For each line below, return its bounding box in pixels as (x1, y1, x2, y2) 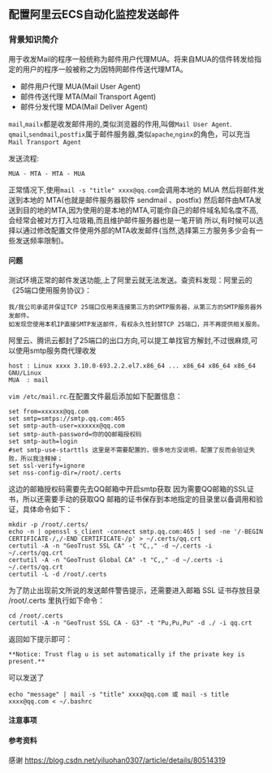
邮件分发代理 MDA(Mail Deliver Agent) (19, 101, 149, 111)
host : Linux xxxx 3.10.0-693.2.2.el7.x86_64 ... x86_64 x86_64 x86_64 (8, 362, 256, 370)
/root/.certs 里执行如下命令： (8, 595, 106, 605)
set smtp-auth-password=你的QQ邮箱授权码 (8, 430, 142, 438)
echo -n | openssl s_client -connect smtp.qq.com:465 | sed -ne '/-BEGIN (8, 527, 264, 535)
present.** (8, 657, 45, 665)
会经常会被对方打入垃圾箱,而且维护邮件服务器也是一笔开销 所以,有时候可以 (8, 215, 257, 225)
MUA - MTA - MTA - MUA (8, 170, 85, 178)
